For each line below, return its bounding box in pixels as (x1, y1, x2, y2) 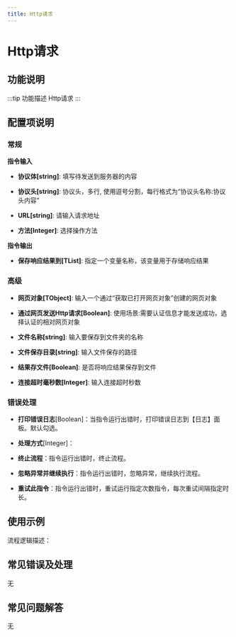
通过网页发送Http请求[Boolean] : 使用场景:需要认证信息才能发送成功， (17, 308, 221, 317)
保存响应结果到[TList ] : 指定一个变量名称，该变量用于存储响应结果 (17, 256, 209, 265)
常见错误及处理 (7, 559, 73, 571)
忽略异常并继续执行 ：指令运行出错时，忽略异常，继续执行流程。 (17, 469, 204, 477)
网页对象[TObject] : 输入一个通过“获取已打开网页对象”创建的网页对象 (17, 293, 218, 302)
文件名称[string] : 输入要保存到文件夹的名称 (17, 332, 144, 341)
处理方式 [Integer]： (17, 438, 74, 447)
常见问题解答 (7, 601, 64, 614)
